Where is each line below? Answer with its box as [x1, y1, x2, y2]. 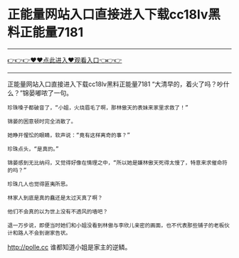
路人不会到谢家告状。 [17, 229, 71, 237]
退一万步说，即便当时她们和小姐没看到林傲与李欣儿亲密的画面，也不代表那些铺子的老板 [7, 222, 225, 229]
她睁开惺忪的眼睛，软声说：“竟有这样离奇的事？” [7, 131, 130, 139]
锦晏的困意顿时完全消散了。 [7, 118, 77, 125]
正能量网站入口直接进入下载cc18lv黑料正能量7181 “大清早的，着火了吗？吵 [7, 80, 224, 88]
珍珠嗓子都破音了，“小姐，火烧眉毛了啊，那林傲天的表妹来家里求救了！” [7, 104, 188, 111]
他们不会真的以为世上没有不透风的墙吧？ [7, 208, 108, 215]
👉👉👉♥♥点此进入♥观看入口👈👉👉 [7, 55, 122, 64]
